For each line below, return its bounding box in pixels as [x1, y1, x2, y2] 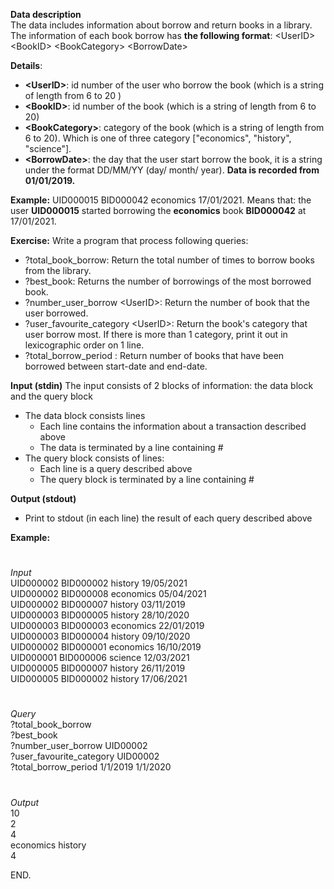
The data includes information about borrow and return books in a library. [10, 19, 313, 31]
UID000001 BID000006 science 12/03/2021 [10, 652, 190, 664]
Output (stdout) [10, 493, 77, 504]
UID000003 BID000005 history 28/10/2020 [10, 609, 190, 621]
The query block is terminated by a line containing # [39, 474, 255, 485]
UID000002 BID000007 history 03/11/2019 [10, 599, 186, 611]
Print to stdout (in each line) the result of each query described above [24, 512, 313, 524]
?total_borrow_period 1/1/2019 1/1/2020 [10, 761, 172, 773]
